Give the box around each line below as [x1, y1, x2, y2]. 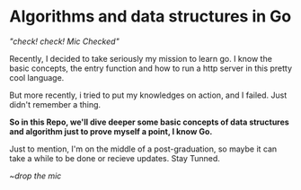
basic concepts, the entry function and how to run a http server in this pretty [9, 63, 293, 73]
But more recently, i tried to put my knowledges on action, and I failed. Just [9, 90, 288, 100]
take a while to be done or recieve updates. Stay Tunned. [9, 152, 220, 163]
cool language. [9, 72, 65, 82]
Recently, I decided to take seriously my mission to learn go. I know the [9, 53, 272, 64]
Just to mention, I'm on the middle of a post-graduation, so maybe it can [9, 143, 278, 154]
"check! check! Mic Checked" [9, 36, 120, 47]
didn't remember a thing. [9, 99, 102, 109]
